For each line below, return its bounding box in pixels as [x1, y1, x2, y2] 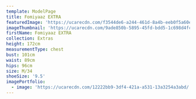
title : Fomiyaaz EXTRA [6, 14, 61, 20]
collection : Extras [6, 36, 54, 41]
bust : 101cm [6, 52, 35, 58]
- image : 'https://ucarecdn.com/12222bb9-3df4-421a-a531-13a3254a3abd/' [11, 84, 192, 90]
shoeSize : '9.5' [6, 73, 45, 79]
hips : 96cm [6, 62, 33, 69]
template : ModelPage [6, 8, 57, 15]
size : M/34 [6, 68, 33, 74]
